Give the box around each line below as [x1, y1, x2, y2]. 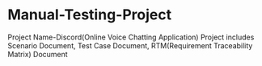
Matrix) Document [7, 49, 68, 59]
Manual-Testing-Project [7, 6, 171, 24]
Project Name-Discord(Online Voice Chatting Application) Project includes [7, 32, 255, 42]
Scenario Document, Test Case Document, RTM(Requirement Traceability [7, 40, 253, 50]
